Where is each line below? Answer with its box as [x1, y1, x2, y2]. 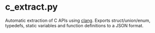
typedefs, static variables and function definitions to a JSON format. [5, 22, 144, 28]
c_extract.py [5, 1, 58, 13]
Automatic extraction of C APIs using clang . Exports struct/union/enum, [5, 17, 151, 23]
